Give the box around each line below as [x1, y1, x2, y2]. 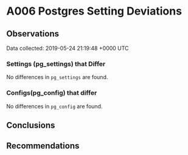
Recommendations [6, 141, 80, 151]
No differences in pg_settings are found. [6, 74, 108, 81]
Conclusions [6, 120, 55, 130]
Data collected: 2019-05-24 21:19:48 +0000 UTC [6, 44, 129, 52]
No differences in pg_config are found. [6, 102, 103, 110]
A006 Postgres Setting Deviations [6, 4, 183, 18]
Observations [6, 29, 60, 39]
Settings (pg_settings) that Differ [6, 60, 106, 68]
